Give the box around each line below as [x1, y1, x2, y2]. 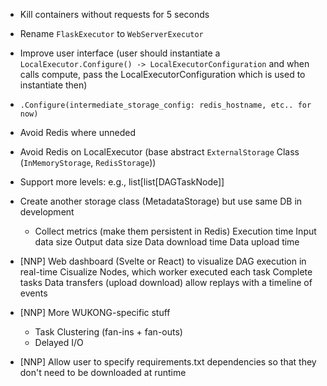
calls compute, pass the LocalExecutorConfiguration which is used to [19, 69, 306, 80]
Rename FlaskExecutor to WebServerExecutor [19, 28, 204, 39]
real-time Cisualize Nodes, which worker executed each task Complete [19, 266, 313, 278]
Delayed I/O [34, 337, 84, 348]
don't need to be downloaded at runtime [19, 367, 187, 378]
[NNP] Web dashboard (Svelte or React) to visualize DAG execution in [19, 255, 307, 267]
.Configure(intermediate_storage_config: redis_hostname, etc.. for [19, 100, 312, 110]
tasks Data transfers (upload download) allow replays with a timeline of [19, 277, 313, 288]
